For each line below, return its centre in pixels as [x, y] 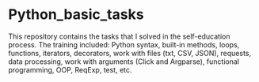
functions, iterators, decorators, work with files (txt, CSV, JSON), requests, [130, 53]
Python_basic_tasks [76, 15]
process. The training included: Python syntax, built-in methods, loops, [124, 44]
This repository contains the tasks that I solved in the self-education [119, 36]
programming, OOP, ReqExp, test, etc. [70, 69]
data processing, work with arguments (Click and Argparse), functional [124, 61]
